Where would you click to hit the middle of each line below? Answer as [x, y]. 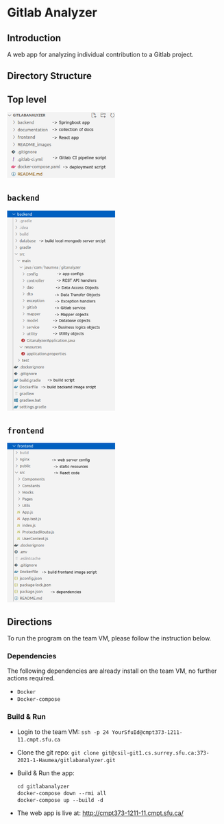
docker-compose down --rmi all [62, 793]
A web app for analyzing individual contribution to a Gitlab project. [100, 54]
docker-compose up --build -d [60, 800]
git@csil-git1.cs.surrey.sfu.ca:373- [155, 753]
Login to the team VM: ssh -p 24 [63, 732]
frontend [26, 431]
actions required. [31, 678]
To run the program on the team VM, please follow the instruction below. [109, 638]
